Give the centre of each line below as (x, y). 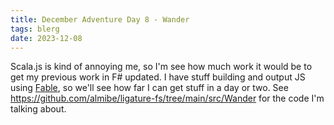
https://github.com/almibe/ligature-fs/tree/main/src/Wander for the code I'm (167, 98)
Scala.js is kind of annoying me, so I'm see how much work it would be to (161, 67)
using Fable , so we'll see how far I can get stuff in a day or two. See (149, 88)
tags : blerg (35, 29)
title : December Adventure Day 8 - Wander (100, 19)
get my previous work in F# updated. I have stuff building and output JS (158, 77)
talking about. (38, 109)
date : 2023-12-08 (46, 38)
